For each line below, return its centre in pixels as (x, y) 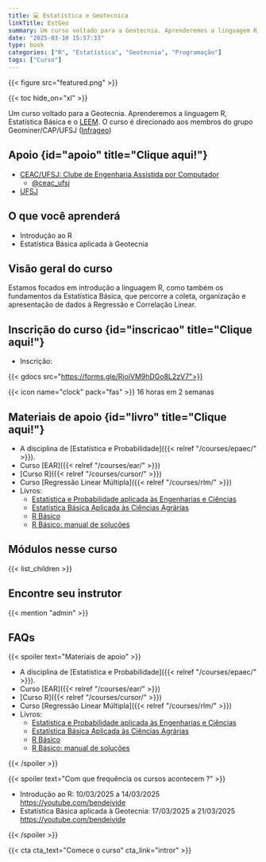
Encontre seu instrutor (65, 594)
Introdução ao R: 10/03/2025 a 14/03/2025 (90, 794)
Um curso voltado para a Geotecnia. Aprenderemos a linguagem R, (118, 113)
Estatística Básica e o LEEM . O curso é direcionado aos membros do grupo (131, 122)
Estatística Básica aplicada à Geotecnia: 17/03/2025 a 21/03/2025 (127, 811)
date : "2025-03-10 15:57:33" (56, 38)
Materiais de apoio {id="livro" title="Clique (118, 417)
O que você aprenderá (64, 216)
